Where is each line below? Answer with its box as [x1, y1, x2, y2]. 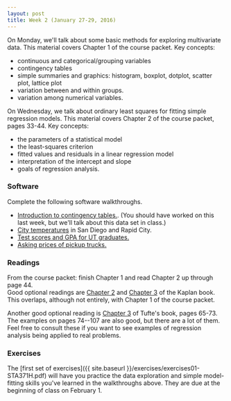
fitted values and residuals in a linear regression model [17, 150, 174, 158]
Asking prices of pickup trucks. [17, 240, 107, 248]
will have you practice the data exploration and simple [48, 372, 203, 380]
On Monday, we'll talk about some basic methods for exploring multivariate [7, 35, 221, 44]
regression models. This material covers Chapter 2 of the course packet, [7, 114, 214, 122]
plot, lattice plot [17, 78, 62, 87]
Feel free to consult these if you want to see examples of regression [7, 324, 202, 332]
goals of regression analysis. [17, 164, 100, 173]
